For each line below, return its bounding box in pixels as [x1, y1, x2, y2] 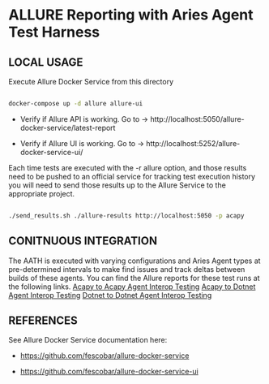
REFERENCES [8, 313, 79, 327]
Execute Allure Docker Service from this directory [8, 77, 174, 86]
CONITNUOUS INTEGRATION [8, 234, 158, 248]
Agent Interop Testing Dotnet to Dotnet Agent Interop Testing [8, 290, 212, 300]
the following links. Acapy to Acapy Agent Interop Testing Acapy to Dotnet [8, 282, 256, 291]
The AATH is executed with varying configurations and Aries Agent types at [8, 256, 261, 265]
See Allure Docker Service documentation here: [8, 335, 168, 345]
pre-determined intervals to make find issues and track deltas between [8, 264, 246, 274]
